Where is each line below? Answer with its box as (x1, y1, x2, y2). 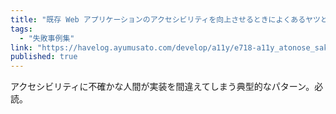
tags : (10, 24, 33, 34)
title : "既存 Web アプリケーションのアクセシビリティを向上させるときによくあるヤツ (10, 14, 321, 25)
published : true (10, 52, 78, 62)
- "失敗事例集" (19, 33, 75, 43)
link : (10, 42, 33, 53)
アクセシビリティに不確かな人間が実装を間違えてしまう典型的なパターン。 (10, 81, 315, 93)
